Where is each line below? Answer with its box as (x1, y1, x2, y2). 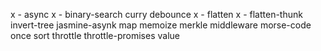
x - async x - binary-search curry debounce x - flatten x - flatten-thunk (10, 9, 303, 20)
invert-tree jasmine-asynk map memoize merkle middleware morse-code (10, 19, 312, 31)
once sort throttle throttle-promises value (10, 30, 180, 41)
